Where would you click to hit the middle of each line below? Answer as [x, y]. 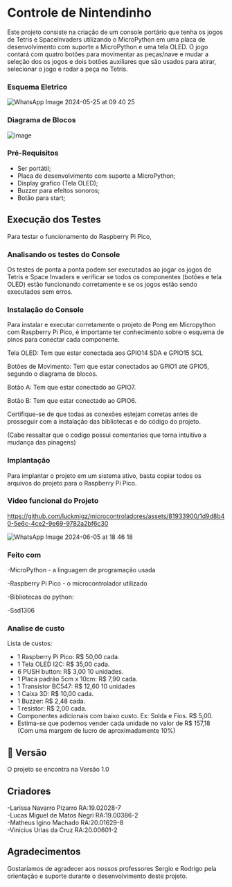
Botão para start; [41, 198]
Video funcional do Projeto [53, 501]
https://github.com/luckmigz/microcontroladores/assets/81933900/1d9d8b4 [116, 516]
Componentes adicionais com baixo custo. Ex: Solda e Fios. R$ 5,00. [115, 716]
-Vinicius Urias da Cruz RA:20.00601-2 [62, 830]
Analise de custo [36, 629]
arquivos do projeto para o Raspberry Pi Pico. [72, 483]
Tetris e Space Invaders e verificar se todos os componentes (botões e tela [114, 276]
